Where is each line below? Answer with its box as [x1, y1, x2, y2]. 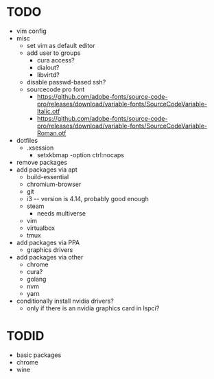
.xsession [26, 143, 54, 152]
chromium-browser [26, 180, 82, 188]
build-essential [26, 172, 69, 181]
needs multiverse [36, 209, 86, 217]
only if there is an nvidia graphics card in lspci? [26, 303, 160, 312]
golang [26, 275, 47, 283]
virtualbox [26, 224, 56, 232]
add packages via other [16, 253, 84, 261]
